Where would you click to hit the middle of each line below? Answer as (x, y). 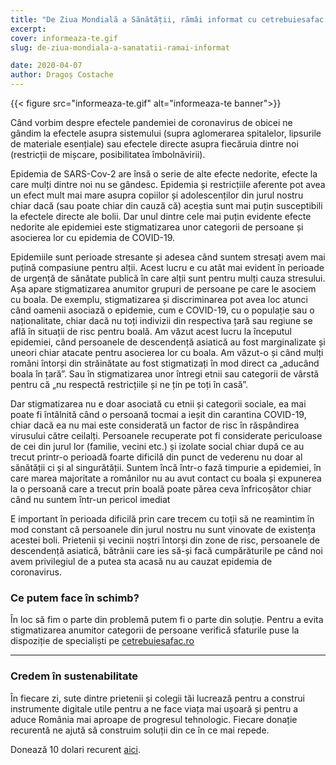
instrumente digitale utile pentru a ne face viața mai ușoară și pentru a (154, 708)
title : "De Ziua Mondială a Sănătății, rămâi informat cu (133, 19)
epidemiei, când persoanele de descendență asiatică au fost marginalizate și (168, 342)
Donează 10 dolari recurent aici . (76, 749)
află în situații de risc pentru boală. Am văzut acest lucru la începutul (151, 331)
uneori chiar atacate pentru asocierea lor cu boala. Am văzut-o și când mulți (167, 352)
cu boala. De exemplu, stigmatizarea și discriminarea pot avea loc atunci (159, 299)
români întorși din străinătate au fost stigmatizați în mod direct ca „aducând (165, 363)
